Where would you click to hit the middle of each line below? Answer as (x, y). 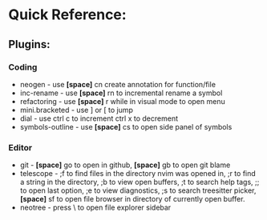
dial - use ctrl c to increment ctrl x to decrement (99, 118)
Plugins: (29, 44)
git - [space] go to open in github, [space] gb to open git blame (125, 165)
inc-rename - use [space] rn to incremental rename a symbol (121, 93)
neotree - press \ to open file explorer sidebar (95, 208)
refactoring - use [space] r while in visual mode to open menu (123, 101)
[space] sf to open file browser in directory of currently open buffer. (132, 199)
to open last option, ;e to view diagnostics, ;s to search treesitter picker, (138, 190)
